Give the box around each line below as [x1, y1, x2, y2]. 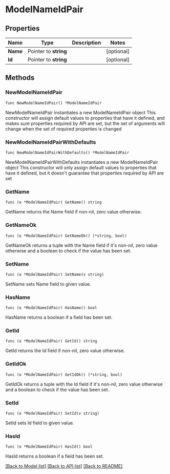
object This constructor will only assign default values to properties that [5, 164, 157, 170]
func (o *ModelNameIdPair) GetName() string [5, 200, 102, 205]
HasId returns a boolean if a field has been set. [5, 453, 104, 459]
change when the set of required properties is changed [5, 125, 122, 132]
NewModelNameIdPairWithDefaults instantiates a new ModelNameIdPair [5, 159, 159, 165]
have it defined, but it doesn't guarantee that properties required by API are [5, 170, 164, 176]
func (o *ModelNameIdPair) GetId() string [5, 339, 97, 344]
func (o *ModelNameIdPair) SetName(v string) [5, 272, 104, 277]
